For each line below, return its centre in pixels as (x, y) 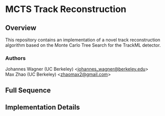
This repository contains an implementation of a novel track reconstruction (83, 40)
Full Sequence (28, 90)
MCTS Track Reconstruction (66, 9)
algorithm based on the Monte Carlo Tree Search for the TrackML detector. (83, 45)
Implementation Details (43, 107)
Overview (21, 28)
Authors (16, 58)
